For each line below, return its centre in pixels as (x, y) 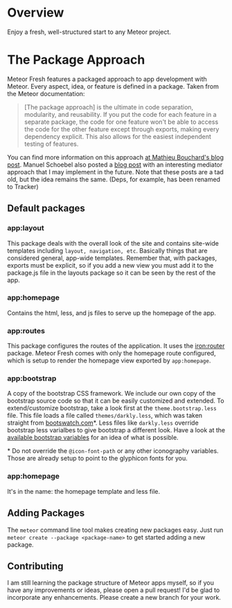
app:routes (26, 331)
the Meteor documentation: (46, 93)
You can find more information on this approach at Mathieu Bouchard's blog (115, 157)
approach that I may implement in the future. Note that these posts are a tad (115, 172)
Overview (36, 13)
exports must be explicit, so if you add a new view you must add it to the (110, 265)
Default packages (46, 209)
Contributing (35, 566)
